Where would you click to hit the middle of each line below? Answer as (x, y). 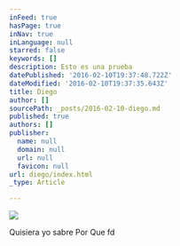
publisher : (29, 133)
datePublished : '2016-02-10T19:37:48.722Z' (91, 75)
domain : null (41, 149)
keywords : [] (33, 59)
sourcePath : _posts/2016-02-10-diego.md (85, 108)
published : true (39, 116)
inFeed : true (33, 17)
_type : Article (37, 183)
